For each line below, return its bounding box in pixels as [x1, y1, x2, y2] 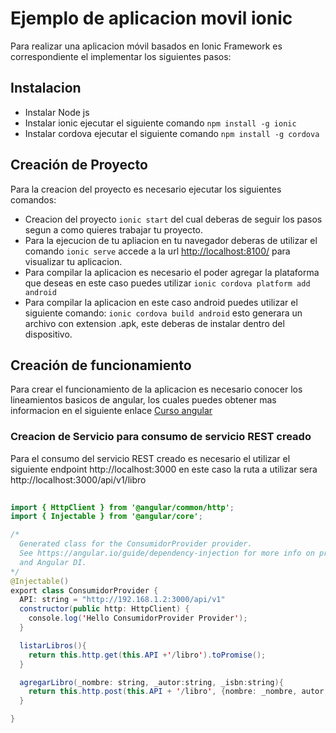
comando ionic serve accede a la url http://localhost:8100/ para [24, 245, 291, 257]
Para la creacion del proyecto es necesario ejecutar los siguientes [10, 183, 282, 195]
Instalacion [10, 80, 82, 97]
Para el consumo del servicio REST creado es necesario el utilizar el [10, 452, 291, 464]
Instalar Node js [24, 106, 90, 118]
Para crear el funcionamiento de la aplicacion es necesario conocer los [10, 383, 303, 396]
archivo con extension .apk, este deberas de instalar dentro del [24, 317, 285, 329]
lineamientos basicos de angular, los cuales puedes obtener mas [10, 394, 277, 406]
